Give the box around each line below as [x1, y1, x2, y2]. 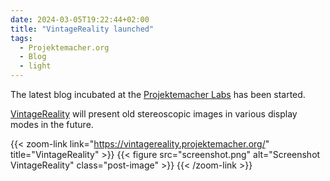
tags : [10, 33, 33, 43]
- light [19, 61, 52, 71]
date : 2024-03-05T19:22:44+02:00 [10, 14, 150, 25]
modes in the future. [10, 119, 94, 130]
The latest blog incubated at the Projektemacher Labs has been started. [10, 89, 306, 100]
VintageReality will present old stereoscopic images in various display [10, 108, 298, 120]
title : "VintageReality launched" [10, 24, 155, 34]
